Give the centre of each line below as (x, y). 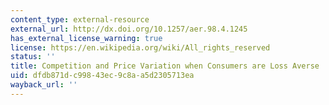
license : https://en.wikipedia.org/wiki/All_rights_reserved (140, 47)
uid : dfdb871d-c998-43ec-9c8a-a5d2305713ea (102, 76)
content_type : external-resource (80, 19)
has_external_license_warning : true (86, 38)
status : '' (33, 57)
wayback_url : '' (44, 85)
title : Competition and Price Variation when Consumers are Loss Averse (165, 66)
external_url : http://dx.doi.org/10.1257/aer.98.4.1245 (129, 29)
